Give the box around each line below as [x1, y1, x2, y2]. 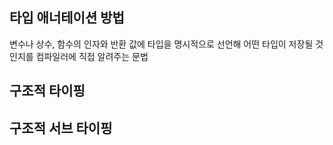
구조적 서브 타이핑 [9, 119, 113, 137]
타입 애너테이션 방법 [9, 9, 125, 27]
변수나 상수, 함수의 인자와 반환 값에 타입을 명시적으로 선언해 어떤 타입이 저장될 [9, 38, 314, 50]
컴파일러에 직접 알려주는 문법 [35, 50, 149, 62]
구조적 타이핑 [9, 83, 86, 100]
